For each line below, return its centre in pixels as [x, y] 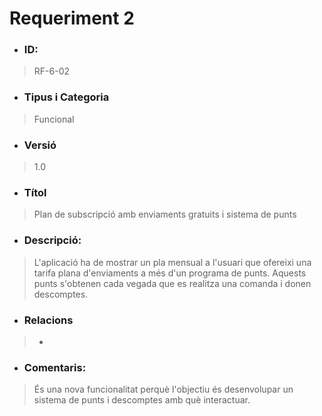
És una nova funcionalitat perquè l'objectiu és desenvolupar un [163, 389]
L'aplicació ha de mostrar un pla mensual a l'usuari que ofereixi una [172, 262]
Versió [40, 145]
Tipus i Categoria [66, 97]
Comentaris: [55, 367]
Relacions [48, 320]
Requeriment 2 [72, 18]
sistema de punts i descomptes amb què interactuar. [142, 400]
